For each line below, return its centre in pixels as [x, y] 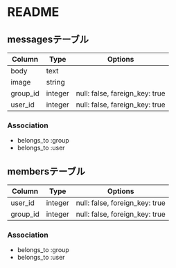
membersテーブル [46, 171]
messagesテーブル [48, 39]
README [33, 12]
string [55, 82]
